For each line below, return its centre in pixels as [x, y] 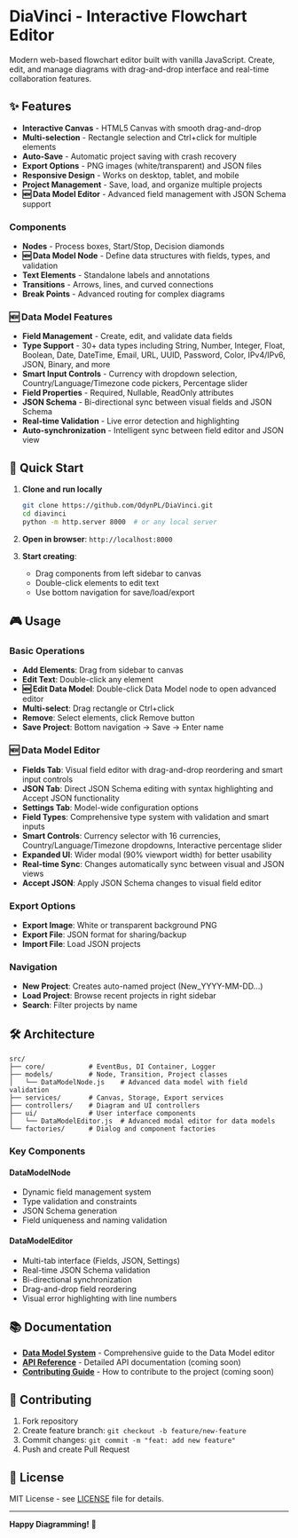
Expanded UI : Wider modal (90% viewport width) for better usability [147, 855]
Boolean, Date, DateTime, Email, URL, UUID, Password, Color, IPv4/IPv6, [154, 355]
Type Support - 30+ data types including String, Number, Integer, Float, [153, 346]
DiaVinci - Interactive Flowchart [128, 16]
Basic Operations [47, 651]
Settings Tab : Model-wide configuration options [110, 807]
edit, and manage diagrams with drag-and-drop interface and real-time [139, 69]
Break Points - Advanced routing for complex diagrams [123, 294]
